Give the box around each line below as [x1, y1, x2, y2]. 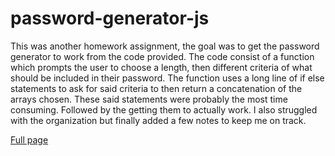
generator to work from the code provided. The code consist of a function [10, 50, 315, 62]
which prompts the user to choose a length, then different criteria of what [10, 61, 313, 73]
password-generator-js [10, 7, 210, 30]
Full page [10, 133, 49, 146]
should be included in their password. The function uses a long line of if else [10, 72, 325, 84]
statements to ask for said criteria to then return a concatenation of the [10, 82, 303, 94]
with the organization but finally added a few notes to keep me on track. [10, 114, 307, 126]
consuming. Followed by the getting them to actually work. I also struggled [10, 103, 318, 116]
